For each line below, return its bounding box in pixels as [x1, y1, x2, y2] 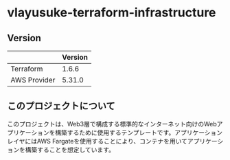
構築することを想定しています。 [25, 146, 115, 154]
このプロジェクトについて [7, 100, 115, 112]
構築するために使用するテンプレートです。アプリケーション [54, 128, 223, 137]
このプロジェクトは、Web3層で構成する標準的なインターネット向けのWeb [7, 119, 218, 128]
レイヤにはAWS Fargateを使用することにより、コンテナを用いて [7, 137, 187, 145]
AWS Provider [10, 76, 56, 84]
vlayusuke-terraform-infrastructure [7, 5, 216, 21]
